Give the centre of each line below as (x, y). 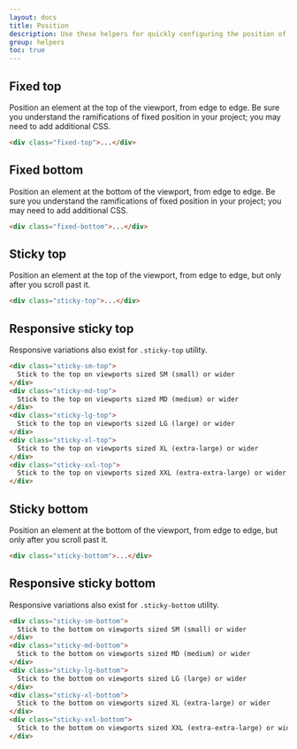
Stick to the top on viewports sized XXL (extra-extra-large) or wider (152, 473)
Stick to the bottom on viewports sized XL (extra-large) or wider (144, 703)
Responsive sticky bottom (83, 584)
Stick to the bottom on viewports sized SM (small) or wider (132, 629)
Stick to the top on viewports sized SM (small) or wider (126, 374)
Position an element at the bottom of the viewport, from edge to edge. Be (142, 191)
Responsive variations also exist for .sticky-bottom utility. (114, 605)
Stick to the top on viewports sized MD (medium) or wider (128, 399)
